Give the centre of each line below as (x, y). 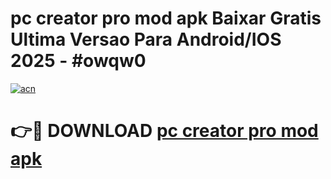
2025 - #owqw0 (78, 61)
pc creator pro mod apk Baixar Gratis (166, 18)
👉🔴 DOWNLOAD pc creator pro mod (164, 131)
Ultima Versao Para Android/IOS (146, 39)
